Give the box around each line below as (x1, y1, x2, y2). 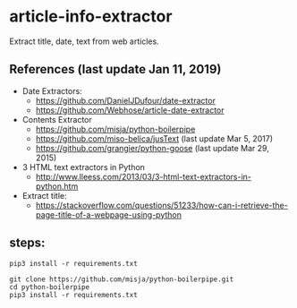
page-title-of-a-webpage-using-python (35, 209, 182, 220)
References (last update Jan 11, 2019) (9, 62, 222, 77)
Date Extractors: (21, 85, 82, 96)
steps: (9, 235, 46, 251)
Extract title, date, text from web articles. (9, 36, 159, 47)
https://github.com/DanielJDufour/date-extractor (35, 95, 216, 106)
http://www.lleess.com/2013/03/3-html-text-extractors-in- (35, 171, 252, 182)
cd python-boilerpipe (9, 282, 90, 292)
